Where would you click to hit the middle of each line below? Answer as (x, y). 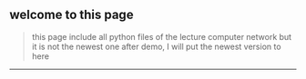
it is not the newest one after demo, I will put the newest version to (156, 46)
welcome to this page (71, 15)
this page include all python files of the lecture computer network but (162, 36)
